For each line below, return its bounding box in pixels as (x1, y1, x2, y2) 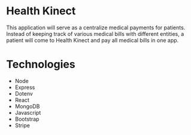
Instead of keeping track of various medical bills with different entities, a (6, 30, 184, 37)
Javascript (14, 109, 41, 116)
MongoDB (14, 103, 40, 110)
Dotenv (14, 90, 33, 97)
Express (14, 84, 35, 91)
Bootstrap (14, 115, 40, 122)
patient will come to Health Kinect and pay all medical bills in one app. (6, 36, 179, 44)
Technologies (6, 58, 76, 71)
